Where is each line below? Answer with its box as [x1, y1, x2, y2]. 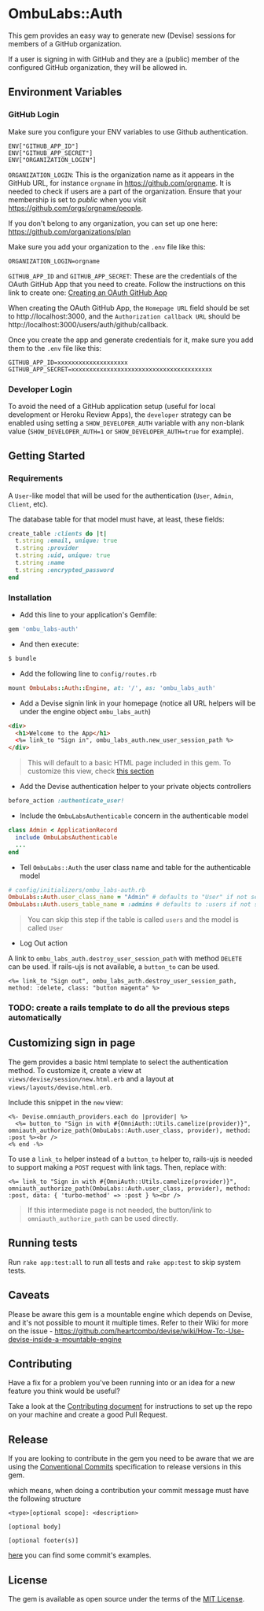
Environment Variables [8, 86, 123, 99]
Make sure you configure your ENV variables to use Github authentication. [8, 127, 249, 136]
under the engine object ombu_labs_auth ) [19, 706, 152, 716]
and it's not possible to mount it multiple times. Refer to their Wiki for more [8, 1318, 249, 1327]
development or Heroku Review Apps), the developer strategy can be [8, 410, 232, 419]
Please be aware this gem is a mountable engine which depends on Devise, [8, 1309, 253, 1318]
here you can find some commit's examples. [8, 1550, 152, 1560]
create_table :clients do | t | [8, 529, 108, 537]
